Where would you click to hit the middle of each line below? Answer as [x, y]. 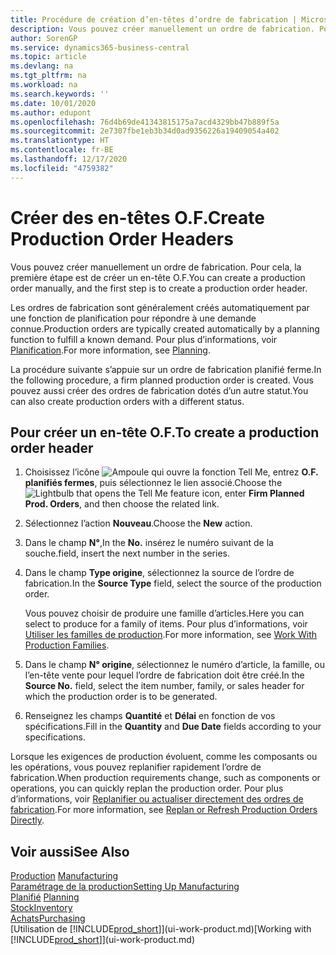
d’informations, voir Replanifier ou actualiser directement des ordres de [157, 799]
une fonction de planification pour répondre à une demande [133, 318]
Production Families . [67, 645]
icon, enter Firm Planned [253, 493]
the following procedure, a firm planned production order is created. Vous [162, 380]
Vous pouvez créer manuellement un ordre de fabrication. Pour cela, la [156, 267]
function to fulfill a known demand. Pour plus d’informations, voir [144, 339]
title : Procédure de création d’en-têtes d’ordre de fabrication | [154, 19]
